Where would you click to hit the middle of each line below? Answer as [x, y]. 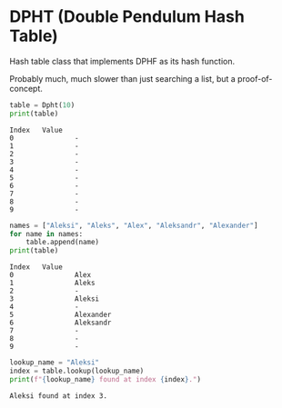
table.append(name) [63, 243]
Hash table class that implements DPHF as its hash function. [122, 61]
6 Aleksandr [60, 323]
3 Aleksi [55, 299]
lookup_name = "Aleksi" [55, 363]
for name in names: [46, 234]
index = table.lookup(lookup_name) [77, 371]
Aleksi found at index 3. [58, 396]
